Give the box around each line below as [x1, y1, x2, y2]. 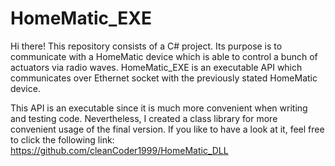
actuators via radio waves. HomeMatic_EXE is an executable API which [10, 61, 303, 73]
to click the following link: [10, 133, 115, 146]
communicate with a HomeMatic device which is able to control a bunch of [10, 50, 318, 62]
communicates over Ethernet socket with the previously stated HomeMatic [10, 72, 318, 84]
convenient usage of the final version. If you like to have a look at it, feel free [10, 123, 325, 135]
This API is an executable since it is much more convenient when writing [10, 102, 308, 114]
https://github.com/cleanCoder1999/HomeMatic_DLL [10, 144, 229, 156]
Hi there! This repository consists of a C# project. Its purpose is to [10, 40, 283, 52]
